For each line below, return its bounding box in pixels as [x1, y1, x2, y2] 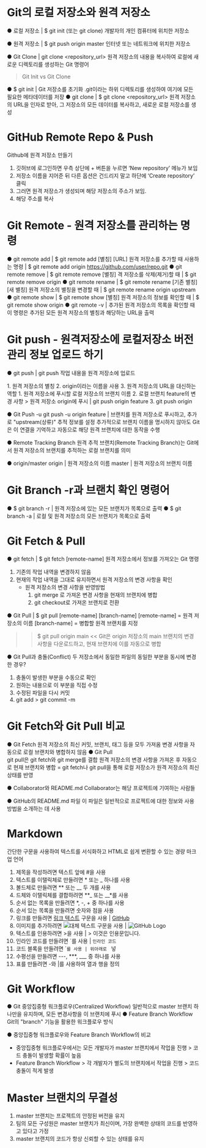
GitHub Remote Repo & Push [7, 130, 153, 144]
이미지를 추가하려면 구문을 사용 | [15, 922, 127, 929]
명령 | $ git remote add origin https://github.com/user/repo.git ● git [13, 263, 182, 270]
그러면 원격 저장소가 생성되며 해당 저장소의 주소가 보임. [15, 187, 147, 195]
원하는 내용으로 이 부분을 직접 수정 [15, 681, 98, 688]
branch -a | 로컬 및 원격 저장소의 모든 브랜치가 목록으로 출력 [7, 512, 151, 520]
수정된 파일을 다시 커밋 [15, 689, 70, 696]
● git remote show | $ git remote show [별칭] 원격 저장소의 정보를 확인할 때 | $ [7, 293, 200, 300]
